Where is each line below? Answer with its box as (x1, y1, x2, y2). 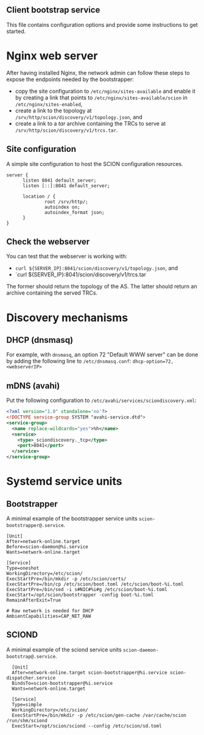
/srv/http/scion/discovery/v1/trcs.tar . (15, 126, 118, 134)
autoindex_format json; (44, 209, 105, 215)
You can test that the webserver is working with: (6, 253, 128, 260)
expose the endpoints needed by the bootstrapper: (6, 76, 134, 83)
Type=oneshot (6, 565, 40, 572)
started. (6, 27, 26, 35)
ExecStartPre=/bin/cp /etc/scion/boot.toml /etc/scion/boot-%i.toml (6, 581, 184, 587)
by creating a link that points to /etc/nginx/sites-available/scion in (15, 94, 188, 101)
